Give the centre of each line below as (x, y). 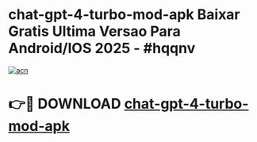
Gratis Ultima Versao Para (94, 31)
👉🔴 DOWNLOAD (65, 104)
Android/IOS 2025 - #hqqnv (102, 48)
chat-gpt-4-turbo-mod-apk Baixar (124, 15)
